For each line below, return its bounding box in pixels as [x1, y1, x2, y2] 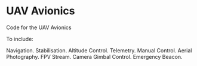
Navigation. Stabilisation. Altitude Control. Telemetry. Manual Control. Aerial [6, 46, 192, 54]
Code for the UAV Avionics [6, 24, 72, 31]
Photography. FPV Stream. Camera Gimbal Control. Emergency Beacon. [6, 53, 183, 60]
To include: [6, 35, 34, 42]
